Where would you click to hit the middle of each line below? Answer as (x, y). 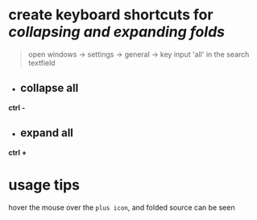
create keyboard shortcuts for (111, 15)
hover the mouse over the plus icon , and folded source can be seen (122, 207)
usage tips (44, 185)
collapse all (49, 88)
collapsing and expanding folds (117, 32)
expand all (47, 133)
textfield (41, 63)
